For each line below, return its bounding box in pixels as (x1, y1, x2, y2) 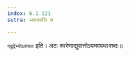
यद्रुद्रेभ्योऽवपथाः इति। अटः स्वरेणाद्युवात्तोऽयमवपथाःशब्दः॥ (7, 41, 123, 49)
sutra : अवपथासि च (7, 16, 54, 23)
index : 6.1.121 (7, 10, 51, 17)
